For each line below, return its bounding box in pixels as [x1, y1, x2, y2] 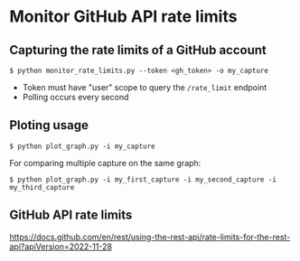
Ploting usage [9, 117, 89, 133]
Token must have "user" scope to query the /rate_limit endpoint [22, 82, 267, 92]
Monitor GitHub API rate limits [9, 6, 238, 27]
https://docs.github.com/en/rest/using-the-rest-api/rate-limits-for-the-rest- [9, 231, 291, 242]
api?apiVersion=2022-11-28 [9, 241, 113, 252]
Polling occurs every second [22, 92, 129, 102]
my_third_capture [9, 182, 75, 191]
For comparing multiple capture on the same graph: [9, 157, 202, 168]
